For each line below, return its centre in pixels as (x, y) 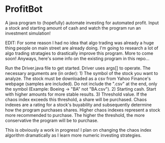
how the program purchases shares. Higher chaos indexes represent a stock (83, 110)
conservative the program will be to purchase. (52, 120)
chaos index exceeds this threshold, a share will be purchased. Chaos (76, 99)
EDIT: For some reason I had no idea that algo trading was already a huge (80, 42)
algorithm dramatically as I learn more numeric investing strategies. (73, 135)
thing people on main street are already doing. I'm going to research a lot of (82, 48)
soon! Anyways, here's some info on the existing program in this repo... (77, 58)
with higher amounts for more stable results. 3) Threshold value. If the (76, 94)
